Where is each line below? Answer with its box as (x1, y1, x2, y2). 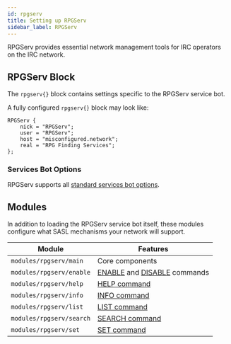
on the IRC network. (7, 50, 66, 59)
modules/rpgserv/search (11, 314, 91, 323)
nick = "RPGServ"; (20, 123, 74, 131)
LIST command (97, 302, 148, 312)
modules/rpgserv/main (11, 257, 83, 265)
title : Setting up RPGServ (7, 17, 87, 24)
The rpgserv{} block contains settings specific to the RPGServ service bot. (7, 90, 225, 98)
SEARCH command (97, 314, 162, 323)
